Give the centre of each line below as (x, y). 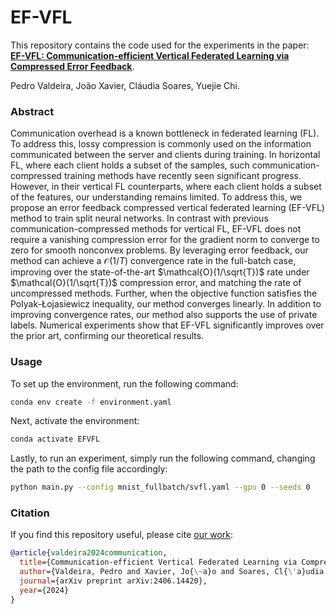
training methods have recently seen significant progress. (182, 176)
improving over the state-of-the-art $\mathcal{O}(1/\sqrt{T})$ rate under (160, 272)
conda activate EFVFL (55, 439)
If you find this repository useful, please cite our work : (121, 535)
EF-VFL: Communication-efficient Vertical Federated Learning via (150, 55)
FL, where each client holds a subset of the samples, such (130, 165)
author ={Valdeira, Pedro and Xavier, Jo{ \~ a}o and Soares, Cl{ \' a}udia (172, 572)
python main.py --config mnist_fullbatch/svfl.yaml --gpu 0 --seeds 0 (160, 487)
